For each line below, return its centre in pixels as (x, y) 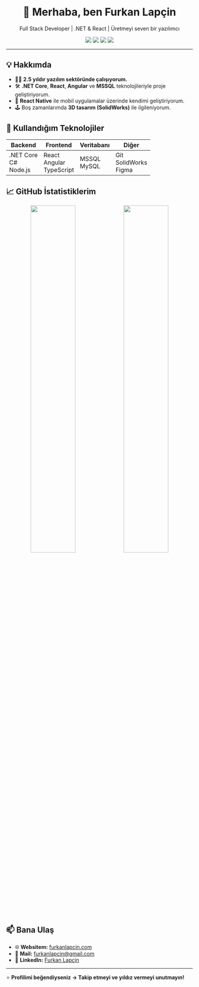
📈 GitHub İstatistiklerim (51, 191)
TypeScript (59, 170)
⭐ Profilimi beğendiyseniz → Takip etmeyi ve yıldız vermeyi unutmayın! (95, 978)
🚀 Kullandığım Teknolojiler (55, 128)
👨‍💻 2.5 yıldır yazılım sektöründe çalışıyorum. (71, 79)
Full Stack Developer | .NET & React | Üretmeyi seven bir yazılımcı (99, 28)
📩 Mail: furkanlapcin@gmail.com (54, 954)
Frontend (59, 145)
